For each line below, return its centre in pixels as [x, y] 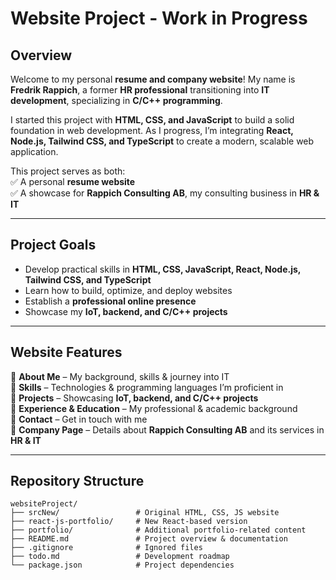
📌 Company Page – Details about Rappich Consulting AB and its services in [167, 429]
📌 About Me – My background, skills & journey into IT [120, 376]
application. [34, 151]
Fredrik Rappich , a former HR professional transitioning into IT [140, 90]
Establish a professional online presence [110, 301]
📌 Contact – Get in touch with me [79, 419]
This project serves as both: [68, 171]
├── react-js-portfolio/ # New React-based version [129, 522]
